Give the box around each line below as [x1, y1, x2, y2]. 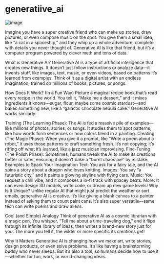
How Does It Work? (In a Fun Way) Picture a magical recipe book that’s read [5, 90, 157, 96]
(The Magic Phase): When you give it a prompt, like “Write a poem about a [5, 136, 154, 142]
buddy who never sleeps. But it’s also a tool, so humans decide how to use [5, 248, 155, 254]
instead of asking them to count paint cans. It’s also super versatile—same [5, 198, 155, 204]
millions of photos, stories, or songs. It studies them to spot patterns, [13, 125, 152, 131]
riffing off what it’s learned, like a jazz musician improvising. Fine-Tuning [5, 146, 150, 152]
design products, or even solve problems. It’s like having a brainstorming [5, 243, 151, 249]
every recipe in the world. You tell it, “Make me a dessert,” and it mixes [5, 95, 147, 101]
